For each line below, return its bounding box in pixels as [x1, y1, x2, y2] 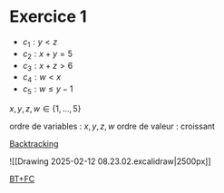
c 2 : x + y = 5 [22, 48, 73, 61]
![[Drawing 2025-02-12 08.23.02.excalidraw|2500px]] [9, 156, 211, 167]
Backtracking [9, 138, 59, 149]
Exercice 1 [9, 6, 88, 27]
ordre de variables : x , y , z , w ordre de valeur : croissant [9, 121, 216, 131]
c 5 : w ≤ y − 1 [22, 83, 74, 96]
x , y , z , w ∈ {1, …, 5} [9, 102, 82, 114]
